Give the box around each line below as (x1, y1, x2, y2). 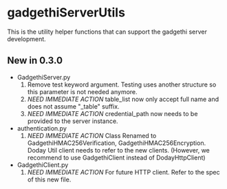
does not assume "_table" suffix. (27, 102, 120, 111)
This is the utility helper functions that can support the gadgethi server (7, 27, 208, 36)
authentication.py (17, 124, 67, 132)
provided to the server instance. (27, 117, 118, 125)
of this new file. (27, 175, 72, 184)
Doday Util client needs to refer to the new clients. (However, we (27, 146, 210, 154)
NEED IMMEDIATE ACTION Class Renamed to (27, 131, 157, 140)
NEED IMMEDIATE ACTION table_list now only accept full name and (27, 95, 219, 103)
